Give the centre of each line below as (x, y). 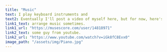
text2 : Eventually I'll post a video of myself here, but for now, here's (84, 19)
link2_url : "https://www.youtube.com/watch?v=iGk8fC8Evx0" (68, 38)
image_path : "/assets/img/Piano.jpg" (44, 42)
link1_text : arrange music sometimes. (45, 24)
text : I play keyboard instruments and (46, 14)
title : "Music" (21, 10)
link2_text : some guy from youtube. (43, 33)
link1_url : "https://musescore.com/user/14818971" (59, 28)
